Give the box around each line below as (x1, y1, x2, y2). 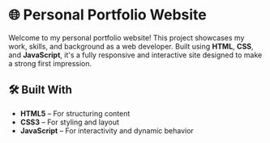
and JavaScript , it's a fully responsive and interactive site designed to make (8, 50, 263, 60)
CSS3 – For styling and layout (19, 117, 120, 127)
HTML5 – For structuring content (19, 108, 131, 118)
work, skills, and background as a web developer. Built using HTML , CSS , (8, 41, 254, 51)
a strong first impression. (8, 58, 92, 68)
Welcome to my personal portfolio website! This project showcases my (8, 32, 245, 42)
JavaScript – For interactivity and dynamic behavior (19, 125, 195, 135)
